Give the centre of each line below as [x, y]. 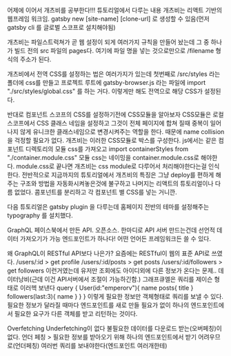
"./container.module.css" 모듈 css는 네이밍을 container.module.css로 [103, 158]
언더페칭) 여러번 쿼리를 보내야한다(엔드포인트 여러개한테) [91, 346]
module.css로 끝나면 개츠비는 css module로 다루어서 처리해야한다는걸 [111, 166]
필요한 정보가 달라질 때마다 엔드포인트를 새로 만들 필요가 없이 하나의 [98, 305]
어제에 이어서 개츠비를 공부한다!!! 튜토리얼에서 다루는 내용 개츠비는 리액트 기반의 [115, 10]
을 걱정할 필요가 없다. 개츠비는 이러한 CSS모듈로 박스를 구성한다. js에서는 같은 [112, 140]
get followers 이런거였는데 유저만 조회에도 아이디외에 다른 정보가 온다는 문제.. [112, 270]
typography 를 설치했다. [40, 215]
